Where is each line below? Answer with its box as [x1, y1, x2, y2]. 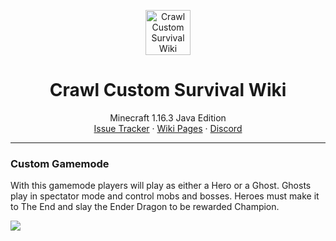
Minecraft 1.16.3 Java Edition [109, 111, 227, 124]
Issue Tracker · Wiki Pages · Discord [93, 122, 243, 134]
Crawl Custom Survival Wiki [49, 79, 287, 102]
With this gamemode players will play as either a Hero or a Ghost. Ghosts [10, 180, 312, 192]
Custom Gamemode [10, 156, 110, 170]
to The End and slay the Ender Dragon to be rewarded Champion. [10, 201, 280, 213]
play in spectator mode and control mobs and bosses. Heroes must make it [10, 190, 320, 202]
